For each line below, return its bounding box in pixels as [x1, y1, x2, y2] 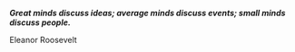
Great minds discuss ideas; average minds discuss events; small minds [9, 8, 286, 18]
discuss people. [9, 17, 71, 28]
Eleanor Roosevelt [9, 35, 77, 45]
